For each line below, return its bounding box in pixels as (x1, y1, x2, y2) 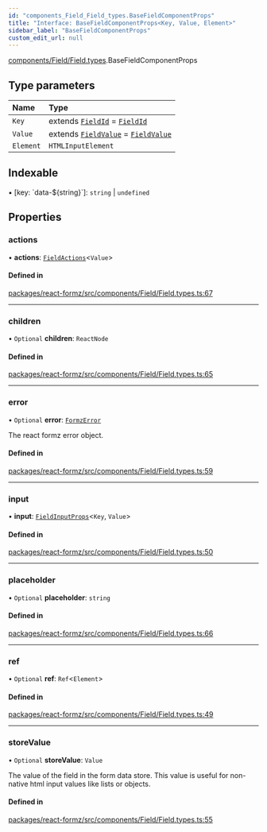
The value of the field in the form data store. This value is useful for (8, 770, 229, 780)
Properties (8, 211, 62, 224)
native (8, 779, 29, 788)
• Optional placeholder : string (8, 593, 111, 602)
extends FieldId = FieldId (48, 116, 148, 127)
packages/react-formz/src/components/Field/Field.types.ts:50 (8, 548, 214, 557)
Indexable (8, 166, 59, 180)
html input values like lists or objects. (29, 779, 151, 788)
